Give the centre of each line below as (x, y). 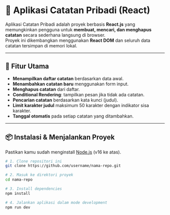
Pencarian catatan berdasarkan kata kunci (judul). (65, 100)
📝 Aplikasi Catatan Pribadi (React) (78, 10)
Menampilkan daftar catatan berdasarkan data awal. (68, 78)
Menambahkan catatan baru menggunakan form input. (71, 84)
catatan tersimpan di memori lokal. (41, 45)
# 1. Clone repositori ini (34, 161)
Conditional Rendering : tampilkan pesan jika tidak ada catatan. (78, 94)
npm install (18, 193)
